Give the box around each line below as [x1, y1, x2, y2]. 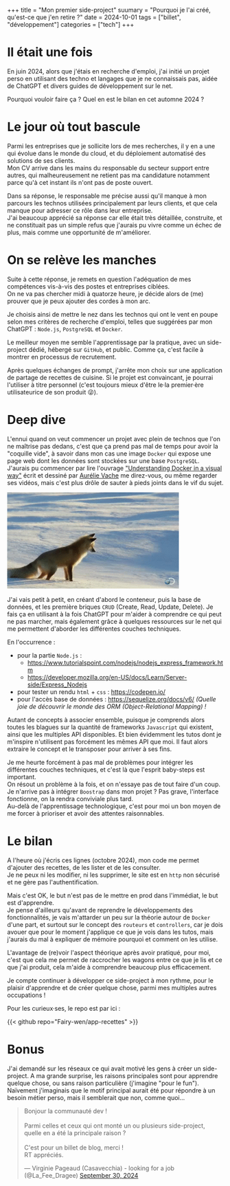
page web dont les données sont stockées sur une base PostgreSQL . [7, 456, 200, 465]
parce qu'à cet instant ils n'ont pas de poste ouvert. [7, 178, 153, 186]
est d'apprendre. [7, 898, 55, 906]
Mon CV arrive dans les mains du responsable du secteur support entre [7, 164, 209, 172]
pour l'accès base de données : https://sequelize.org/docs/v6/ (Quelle [16, 695, 216, 703]
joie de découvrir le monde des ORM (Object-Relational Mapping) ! [16, 702, 207, 711]
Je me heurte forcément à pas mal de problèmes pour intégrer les [7, 758, 194, 766]
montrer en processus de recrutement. [7, 353, 117, 361]
